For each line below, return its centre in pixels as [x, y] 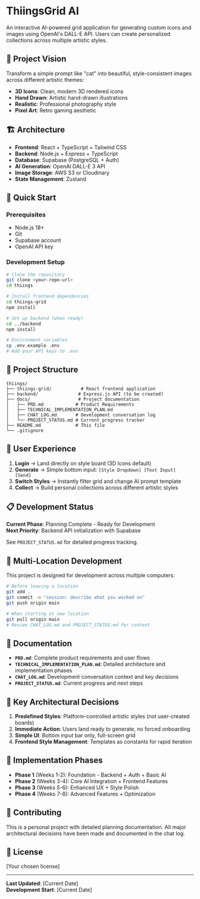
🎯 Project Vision [36, 59]
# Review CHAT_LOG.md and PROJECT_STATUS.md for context [78, 625]
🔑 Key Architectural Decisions [62, 702]
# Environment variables [37, 340]
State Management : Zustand [50, 179]
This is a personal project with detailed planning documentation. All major [96, 827]
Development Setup [35, 262]
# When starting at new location [48, 614]
